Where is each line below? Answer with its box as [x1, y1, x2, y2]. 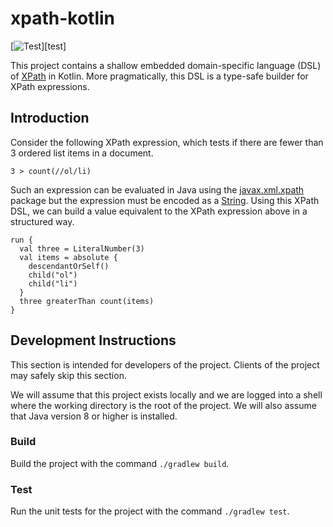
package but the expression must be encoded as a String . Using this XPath [10, 194, 320, 206]
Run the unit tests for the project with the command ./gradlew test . [10, 505, 290, 517]
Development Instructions [10, 332, 177, 349]
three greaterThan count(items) [19, 296, 155, 306]
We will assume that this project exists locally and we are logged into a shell [10, 388, 323, 401]
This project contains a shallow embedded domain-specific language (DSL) [10, 59, 322, 71]
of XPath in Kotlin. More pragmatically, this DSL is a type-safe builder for [10, 70, 309, 82]
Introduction [10, 110, 90, 127]
